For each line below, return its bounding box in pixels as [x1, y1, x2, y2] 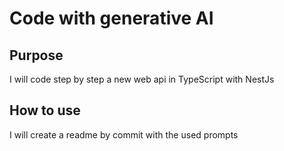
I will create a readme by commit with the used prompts [9, 128, 239, 141]
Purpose [9, 47, 64, 64]
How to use [9, 102, 81, 119]
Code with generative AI [9, 7, 214, 30]
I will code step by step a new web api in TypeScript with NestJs [9, 73, 275, 85]
